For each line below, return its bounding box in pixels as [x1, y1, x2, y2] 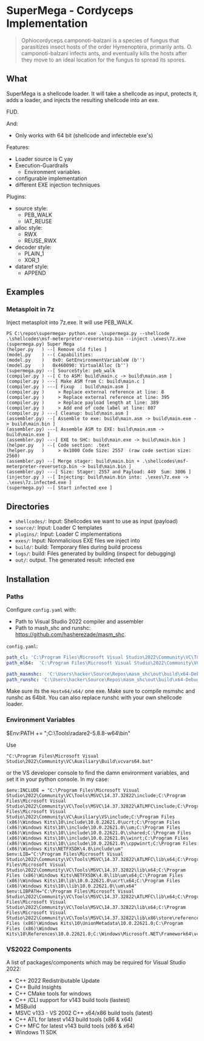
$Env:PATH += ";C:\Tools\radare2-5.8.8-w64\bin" [6, 729, 131, 736]
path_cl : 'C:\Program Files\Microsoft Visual [6, 654, 123, 660]
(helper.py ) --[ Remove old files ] [6, 347, 107, 353]
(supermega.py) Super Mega [6, 341, 75, 347]
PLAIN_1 [24, 250, 44, 257]
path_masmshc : [6, 671, 42, 677]
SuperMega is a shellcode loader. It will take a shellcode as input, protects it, [6, 89, 198, 97]
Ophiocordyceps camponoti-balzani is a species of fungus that [21, 36, 179, 44]
